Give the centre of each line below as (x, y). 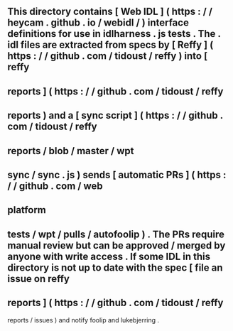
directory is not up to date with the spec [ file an (115, 267)
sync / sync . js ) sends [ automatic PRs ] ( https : (117, 174)
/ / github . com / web (55, 186)
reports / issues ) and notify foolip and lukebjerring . (83, 320)
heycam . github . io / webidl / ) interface (98, 23)
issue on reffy (38, 279)
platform (27, 210)
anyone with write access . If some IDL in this (109, 256)
